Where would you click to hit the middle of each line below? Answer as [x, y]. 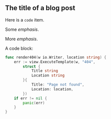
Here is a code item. [25, 20]
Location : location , [52, 89]
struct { [32, 66]
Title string [44, 71]
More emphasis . [22, 39]
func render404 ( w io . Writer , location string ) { [56, 57]
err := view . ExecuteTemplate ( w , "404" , [55, 62]
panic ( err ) [34, 103]
